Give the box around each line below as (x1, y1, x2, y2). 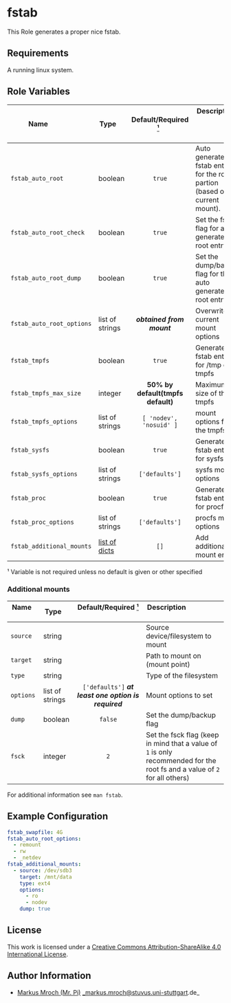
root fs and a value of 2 (145, 764, 220, 774)
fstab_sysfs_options (10, 470, 78, 478)
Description (146, 602, 187, 612)
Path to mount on (145, 651, 201, 661)
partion (195, 177, 219, 187)
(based (195, 186, 219, 196)
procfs (195, 513, 217, 522)
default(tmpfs (136, 388, 184, 398)
